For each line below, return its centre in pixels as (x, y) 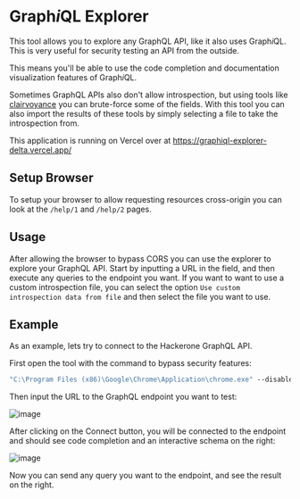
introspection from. (45, 123)
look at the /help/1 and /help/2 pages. (80, 209)
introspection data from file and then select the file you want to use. (140, 296)
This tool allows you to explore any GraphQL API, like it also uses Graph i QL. (148, 41)
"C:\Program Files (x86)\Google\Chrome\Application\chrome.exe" (131, 380)
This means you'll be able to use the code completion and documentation (144, 68)
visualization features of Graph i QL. (73, 77)
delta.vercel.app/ (41, 150)
